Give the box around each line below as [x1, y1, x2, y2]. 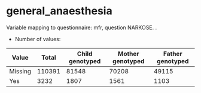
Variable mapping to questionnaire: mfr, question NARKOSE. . [6, 24, 157, 31]
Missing [9, 67, 32, 75]
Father [163, 49, 182, 58]
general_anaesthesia [6, 4, 112, 18]
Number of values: [14, 35, 61, 42]
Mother [117, 49, 139, 58]
